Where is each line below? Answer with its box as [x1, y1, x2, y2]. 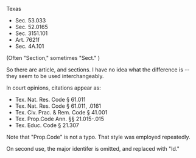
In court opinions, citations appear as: [6, 84, 102, 91]
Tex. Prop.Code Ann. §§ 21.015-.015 [15, 115, 105, 122]
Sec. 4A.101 [15, 42, 44, 50]
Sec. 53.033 [15, 17, 46, 24]
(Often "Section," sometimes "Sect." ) [6, 54, 100, 61]
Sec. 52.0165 [15, 24, 48, 30]
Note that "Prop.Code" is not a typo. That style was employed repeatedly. [6, 133, 191, 140]
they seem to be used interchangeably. [6, 73, 105, 79]
